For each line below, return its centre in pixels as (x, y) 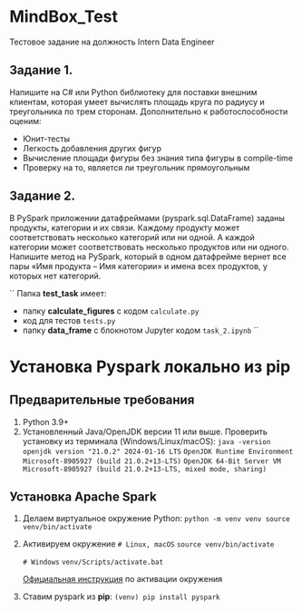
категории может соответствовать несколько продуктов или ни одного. (149, 247)
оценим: (26, 121)
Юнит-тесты (46, 139)
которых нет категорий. (55, 276)
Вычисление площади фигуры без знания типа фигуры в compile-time (157, 158)
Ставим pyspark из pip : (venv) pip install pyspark (121, 596)
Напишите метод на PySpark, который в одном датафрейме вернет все (148, 257)
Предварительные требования (102, 400)
